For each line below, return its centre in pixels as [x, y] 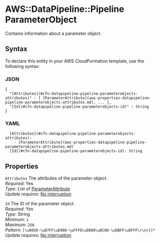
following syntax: [22, 66]
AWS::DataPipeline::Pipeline [65, 9]
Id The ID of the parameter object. [40, 204]
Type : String [18, 214]
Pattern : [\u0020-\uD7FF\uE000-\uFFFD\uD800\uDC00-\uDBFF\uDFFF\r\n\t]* [80, 230]
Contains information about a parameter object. [53, 33]
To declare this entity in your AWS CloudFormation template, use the [75, 61]
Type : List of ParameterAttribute [38, 189]
